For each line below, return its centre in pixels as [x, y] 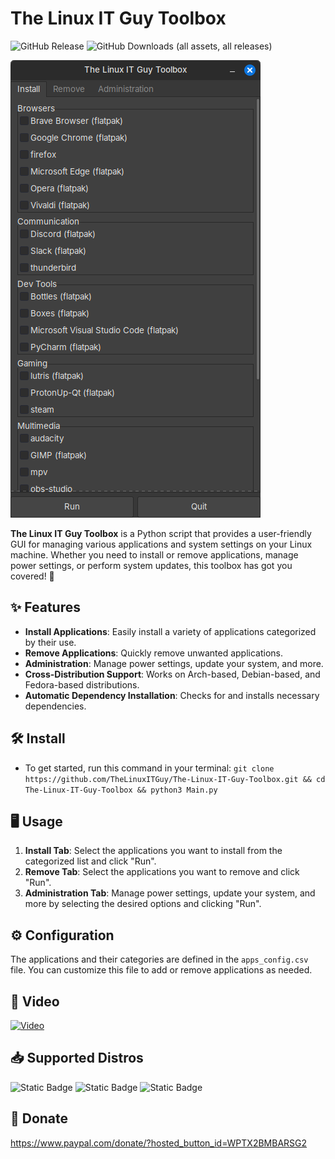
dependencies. [55, 706]
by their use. [50, 642]
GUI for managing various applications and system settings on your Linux [161, 544]
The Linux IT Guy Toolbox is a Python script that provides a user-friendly [161, 533]
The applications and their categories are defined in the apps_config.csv [159, 959]
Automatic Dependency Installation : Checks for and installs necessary [172, 695]
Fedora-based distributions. [82, 684]
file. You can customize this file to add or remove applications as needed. [161, 970]
